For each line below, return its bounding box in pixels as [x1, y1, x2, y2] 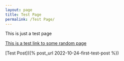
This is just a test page [5, 31, 52, 37]
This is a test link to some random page [5, 40, 87, 46]
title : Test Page [5, 12, 42, 17]
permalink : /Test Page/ [5, 17, 55, 22]
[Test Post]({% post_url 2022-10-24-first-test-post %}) [5, 50, 119, 56]
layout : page [5, 7, 33, 13]
